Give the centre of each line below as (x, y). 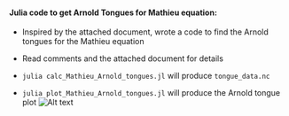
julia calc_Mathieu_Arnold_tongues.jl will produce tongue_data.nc (146, 76)
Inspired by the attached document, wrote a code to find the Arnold (145, 32)
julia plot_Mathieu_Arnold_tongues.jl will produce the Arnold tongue (151, 93)
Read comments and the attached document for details (123, 58)
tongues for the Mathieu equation (83, 42)
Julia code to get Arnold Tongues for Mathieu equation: (113, 12)
